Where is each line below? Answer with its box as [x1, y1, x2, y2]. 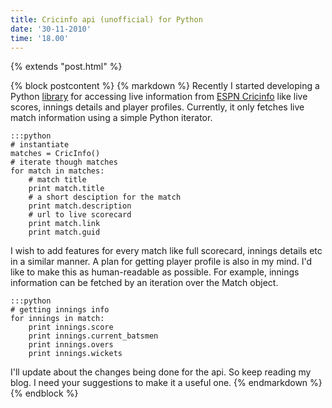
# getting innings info [10, 305, 110, 315]
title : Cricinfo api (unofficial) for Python [10, 14, 203, 25]
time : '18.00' [10, 33, 70, 43]
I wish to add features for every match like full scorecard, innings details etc [10, 245, 323, 257]
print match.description [28, 201, 132, 211]
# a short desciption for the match [28, 192, 182, 203]
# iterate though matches [10, 157, 118, 168]
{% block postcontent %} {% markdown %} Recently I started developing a [10, 80, 320, 92]
